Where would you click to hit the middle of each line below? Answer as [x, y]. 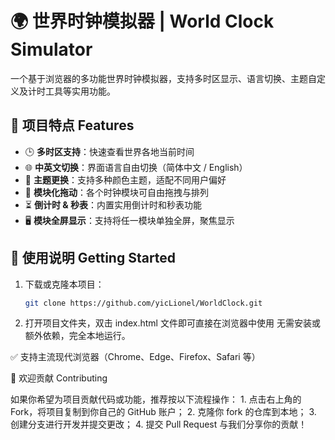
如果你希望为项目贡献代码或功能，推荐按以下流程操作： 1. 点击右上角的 [156, 399]
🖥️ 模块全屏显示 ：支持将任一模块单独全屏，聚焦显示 [129, 220]
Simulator [51, 49]
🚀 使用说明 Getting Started [93, 258]
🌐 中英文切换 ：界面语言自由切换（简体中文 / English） [136, 167]
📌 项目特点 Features [72, 125]
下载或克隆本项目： [64, 284]
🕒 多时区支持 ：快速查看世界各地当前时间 [109, 151]
